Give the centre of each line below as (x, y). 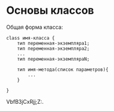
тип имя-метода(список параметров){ (63, 70)
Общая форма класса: (34, 27)
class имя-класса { (31, 38)
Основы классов (50, 10)
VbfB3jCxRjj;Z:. (25, 101)
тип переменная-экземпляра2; (53, 49)
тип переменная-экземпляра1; (53, 43)
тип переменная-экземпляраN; (53, 59)
